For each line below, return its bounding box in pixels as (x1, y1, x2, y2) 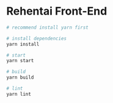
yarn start (6, 58, 34, 64)
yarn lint (6, 91, 32, 97)
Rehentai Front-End (6, 4, 108, 18)
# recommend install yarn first (6, 24, 89, 30)
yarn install (6, 41, 40, 47)
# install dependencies (6, 35, 67, 41)
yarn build (6, 74, 34, 80)
